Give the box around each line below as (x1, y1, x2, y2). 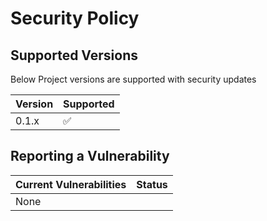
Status (136, 177, 168, 191)
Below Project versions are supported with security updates (10, 73, 257, 85)
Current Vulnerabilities (15, 177, 127, 191)
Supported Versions (10, 47, 138, 64)
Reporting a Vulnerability (10, 148, 170, 165)
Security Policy (10, 7, 140, 30)
